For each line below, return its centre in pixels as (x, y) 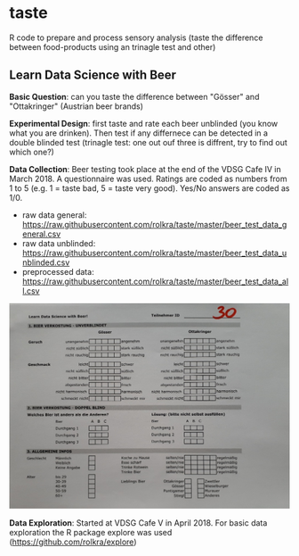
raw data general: (54, 215)
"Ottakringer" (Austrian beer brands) (77, 106)
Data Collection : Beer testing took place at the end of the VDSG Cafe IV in (145, 169)
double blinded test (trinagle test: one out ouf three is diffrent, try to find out (148, 142)
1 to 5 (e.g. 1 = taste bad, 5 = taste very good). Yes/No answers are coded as (149, 188)
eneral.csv (41, 234)
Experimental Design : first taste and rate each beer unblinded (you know (144, 123)
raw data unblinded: (59, 243)
